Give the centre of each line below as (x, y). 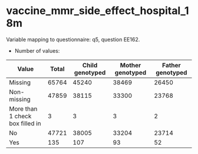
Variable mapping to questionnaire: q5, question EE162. (73, 39)
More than (23, 108)
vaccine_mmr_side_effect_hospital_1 (98, 11)
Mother (131, 65)
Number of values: (37, 50)
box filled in (25, 123)
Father (171, 65)
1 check (20, 116)
